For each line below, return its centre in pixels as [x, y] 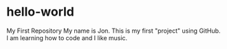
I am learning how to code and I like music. [67, 37]
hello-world [41, 12]
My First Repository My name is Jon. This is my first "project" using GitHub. [113, 31]
